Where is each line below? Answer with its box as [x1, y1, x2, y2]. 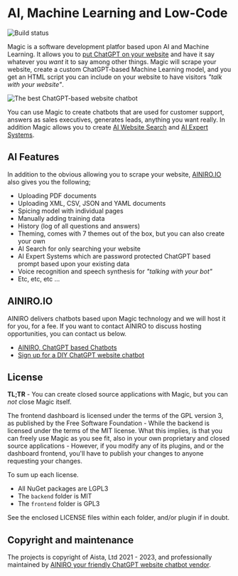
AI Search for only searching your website [17, 244, 141, 253]
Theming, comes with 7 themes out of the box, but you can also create [17, 229, 225, 238]
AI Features [7, 151, 60, 163]
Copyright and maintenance [7, 534, 134, 546]
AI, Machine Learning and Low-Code [7, 5, 228, 21]
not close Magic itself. [7, 397, 72, 407]
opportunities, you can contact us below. [7, 329, 126, 337]
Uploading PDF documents [17, 191, 97, 200]
